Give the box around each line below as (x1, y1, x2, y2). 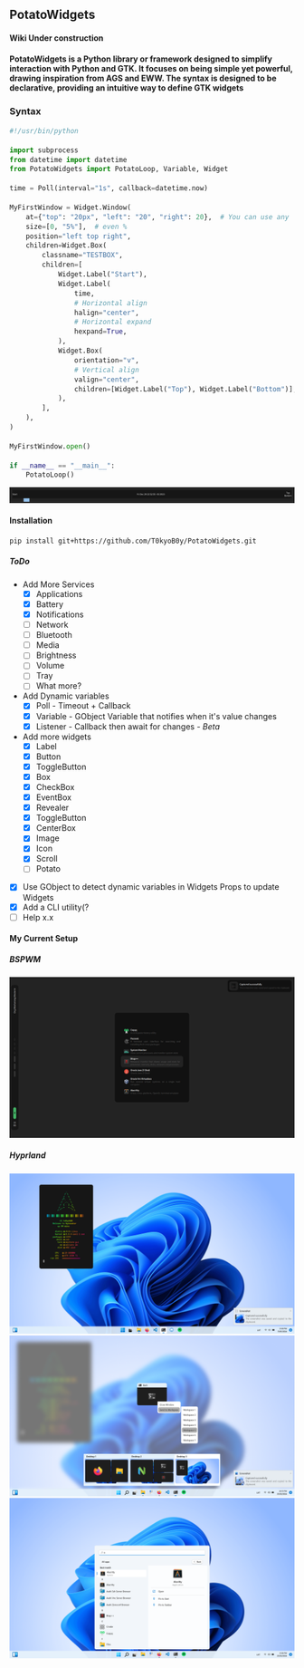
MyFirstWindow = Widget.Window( (9, 203, 131, 212)
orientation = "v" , (73, 355, 140, 365)
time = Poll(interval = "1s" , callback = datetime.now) (9, 184, 208, 193)
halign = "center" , (73, 308, 140, 317)
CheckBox (35, 781, 75, 792)
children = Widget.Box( (25, 241, 107, 250)
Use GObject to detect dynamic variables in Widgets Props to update (22, 882, 280, 892)
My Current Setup (9, 933, 79, 944)
